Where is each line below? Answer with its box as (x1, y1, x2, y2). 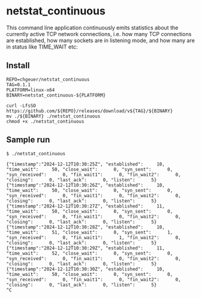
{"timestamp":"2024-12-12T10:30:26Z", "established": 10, (6, 182, 165, 188)
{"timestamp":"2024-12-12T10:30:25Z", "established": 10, (6, 161, 165, 167)
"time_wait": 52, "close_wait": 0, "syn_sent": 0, (6, 250, 173, 256)
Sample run (6, 135, 50, 145)
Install (6, 61, 30, 71)
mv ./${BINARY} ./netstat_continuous (6, 113, 101, 119)
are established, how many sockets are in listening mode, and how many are (6, 37, 195, 44)
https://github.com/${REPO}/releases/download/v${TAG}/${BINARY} (6, 108, 173, 114)
